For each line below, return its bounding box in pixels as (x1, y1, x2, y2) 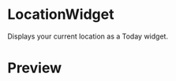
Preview (7, 59, 62, 77)
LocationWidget (7, 6, 114, 24)
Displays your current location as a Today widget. (7, 31, 169, 41)
